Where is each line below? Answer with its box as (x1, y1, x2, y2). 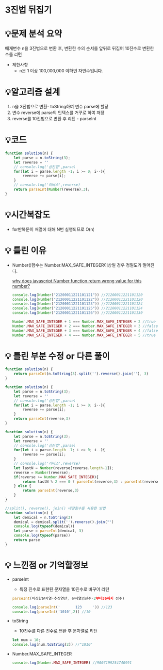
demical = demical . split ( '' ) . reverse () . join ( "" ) (14, 520, 114, 524)
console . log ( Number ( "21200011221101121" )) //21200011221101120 (12, 292, 143, 297)
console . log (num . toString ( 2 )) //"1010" (12, 642, 93, 647)
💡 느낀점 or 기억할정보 (5, 560, 89, 571)
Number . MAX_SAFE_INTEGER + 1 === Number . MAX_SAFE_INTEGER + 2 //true (12, 319, 156, 324)
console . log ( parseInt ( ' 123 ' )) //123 (12, 605, 113, 609)
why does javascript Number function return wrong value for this (12, 278, 142, 284)
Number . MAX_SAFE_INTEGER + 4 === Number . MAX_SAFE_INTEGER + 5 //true (12, 333, 156, 338)
